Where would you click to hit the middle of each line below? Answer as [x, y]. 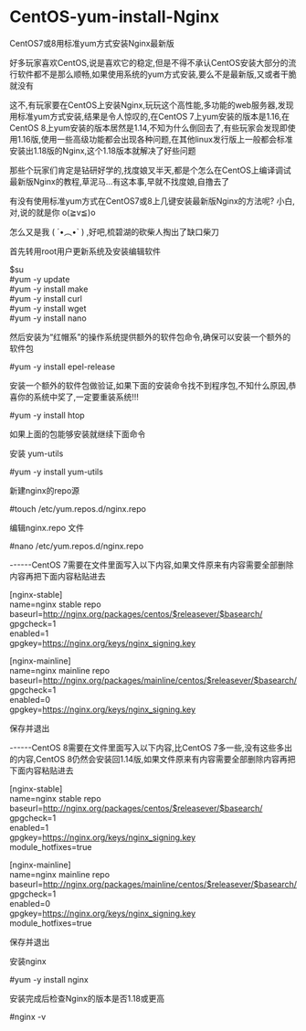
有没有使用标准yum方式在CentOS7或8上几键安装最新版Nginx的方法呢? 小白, [152, 201]
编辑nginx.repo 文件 [47, 527]
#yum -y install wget [48, 308]
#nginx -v [28, 1016]
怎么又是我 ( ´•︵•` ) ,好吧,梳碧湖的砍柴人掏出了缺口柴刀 [114, 231]
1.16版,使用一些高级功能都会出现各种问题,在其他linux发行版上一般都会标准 [155, 139]
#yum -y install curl [46, 298]
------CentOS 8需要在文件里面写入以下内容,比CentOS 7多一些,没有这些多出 [151, 748]
